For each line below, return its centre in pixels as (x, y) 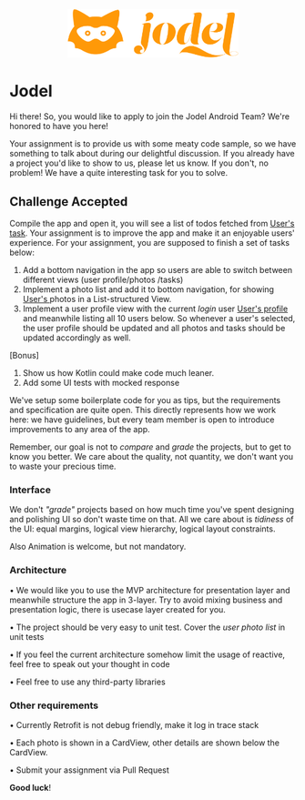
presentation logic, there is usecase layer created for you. (117, 609)
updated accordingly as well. (76, 338)
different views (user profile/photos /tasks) (103, 279)
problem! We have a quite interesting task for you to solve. (119, 173)
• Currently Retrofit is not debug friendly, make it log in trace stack (134, 724)
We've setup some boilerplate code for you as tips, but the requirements (145, 400)
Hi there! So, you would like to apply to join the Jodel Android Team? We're (149, 116)
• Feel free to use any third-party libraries (87, 682)
